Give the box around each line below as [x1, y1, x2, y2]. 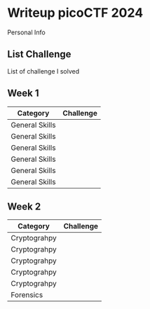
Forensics [11, 290, 43, 300]
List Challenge [7, 48, 71, 60]
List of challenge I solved [7, 67, 80, 75]
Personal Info [7, 28, 46, 36]
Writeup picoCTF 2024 [7, 5, 144, 21]
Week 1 [7, 88, 39, 99]
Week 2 [7, 200, 41, 212]
